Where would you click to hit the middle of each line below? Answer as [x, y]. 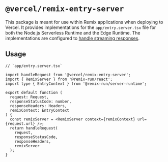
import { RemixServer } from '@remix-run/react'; [59, 79]
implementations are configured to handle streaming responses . [73, 38]
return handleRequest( [34, 128]
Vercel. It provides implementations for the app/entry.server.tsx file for [81, 27]
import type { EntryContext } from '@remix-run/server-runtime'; [76, 84]
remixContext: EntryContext [40, 110]
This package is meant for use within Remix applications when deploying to [84, 22]
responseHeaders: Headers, [38, 106]
